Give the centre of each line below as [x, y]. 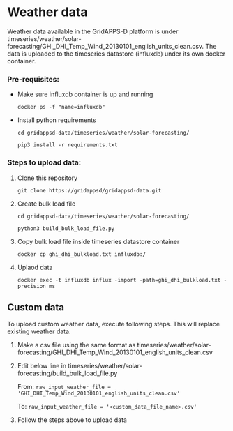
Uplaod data [35, 267]
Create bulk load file [46, 204]
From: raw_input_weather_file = [64, 387]
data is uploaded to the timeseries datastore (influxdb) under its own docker [116, 54]
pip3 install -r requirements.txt [67, 145]
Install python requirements [57, 120]
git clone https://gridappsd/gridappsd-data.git [89, 190]
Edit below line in [42, 366]
